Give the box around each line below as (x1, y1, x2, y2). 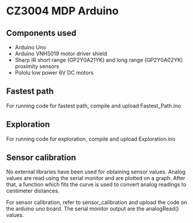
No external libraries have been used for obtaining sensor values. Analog (6, 168, 186, 175)
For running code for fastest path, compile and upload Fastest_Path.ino (6, 102, 181, 109)
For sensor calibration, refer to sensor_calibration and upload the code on (6, 199, 188, 206)
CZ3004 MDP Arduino (6, 4, 119, 18)
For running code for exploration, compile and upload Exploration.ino (6, 135, 176, 143)
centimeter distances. (6, 187, 60, 194)
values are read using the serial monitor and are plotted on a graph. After (6, 175, 186, 182)
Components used (6, 28, 76, 38)
